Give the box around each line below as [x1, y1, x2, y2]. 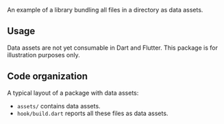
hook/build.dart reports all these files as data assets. [16, 109, 169, 117]
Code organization [7, 71, 88, 82]
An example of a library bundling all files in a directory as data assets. [7, 6, 203, 14]
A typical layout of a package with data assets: [7, 89, 139, 97]
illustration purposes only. [7, 50, 80, 59]
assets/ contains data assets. [16, 102, 101, 110]
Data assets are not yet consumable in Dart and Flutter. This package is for [7, 44, 218, 52]
